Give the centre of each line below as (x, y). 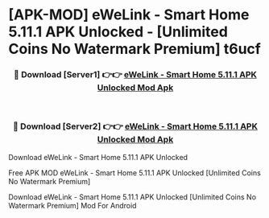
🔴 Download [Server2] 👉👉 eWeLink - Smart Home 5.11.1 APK (135, 126)
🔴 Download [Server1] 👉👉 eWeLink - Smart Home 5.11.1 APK (135, 75)
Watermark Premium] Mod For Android (72, 205)
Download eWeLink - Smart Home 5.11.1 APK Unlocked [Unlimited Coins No (132, 197)
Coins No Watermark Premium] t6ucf (135, 49)
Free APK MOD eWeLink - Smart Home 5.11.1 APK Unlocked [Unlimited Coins (135, 173)
